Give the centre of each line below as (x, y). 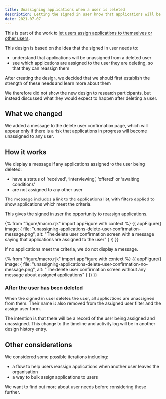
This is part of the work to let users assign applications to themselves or (79, 33)
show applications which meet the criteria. (48, 204)
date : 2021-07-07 (23, 19)
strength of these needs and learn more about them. (58, 83)
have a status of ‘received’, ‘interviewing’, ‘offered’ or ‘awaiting (76, 179)
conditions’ (24, 184)
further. (13, 392)
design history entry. (26, 329)
